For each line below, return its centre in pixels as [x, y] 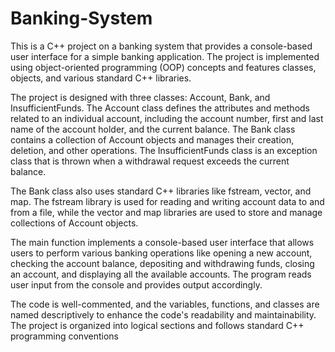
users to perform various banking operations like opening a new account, [161, 253]
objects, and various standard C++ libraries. [101, 78]
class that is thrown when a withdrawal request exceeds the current [150, 161]
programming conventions [64, 336]
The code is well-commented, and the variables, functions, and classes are [165, 304]
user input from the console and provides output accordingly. [136, 284]
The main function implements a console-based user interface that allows [162, 242]
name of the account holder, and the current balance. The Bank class [153, 129]
